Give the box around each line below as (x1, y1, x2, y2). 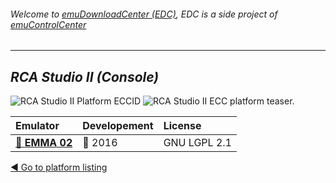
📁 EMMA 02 (15, 136, 73, 150)
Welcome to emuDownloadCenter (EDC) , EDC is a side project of (10, 8, 278, 20)
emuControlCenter (10, 18, 87, 30)
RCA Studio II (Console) (10, 68, 160, 85)
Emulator (15, 119, 60, 133)
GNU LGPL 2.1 (163, 136, 232, 150)
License (163, 119, 202, 133)
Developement (82, 119, 154, 133)
